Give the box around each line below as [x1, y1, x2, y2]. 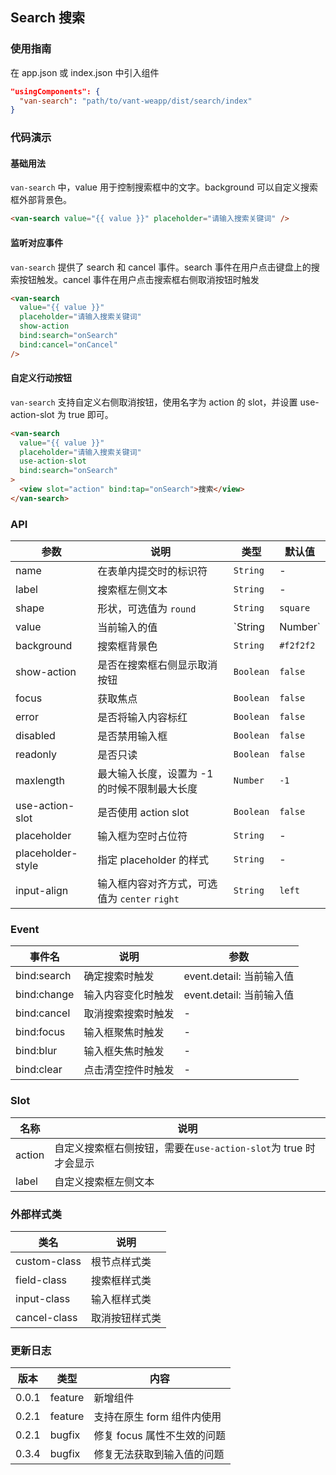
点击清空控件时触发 [83, 1063, 175, 1077]
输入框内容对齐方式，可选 [97, 877, 218, 891]
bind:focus [15, 1025, 66, 1039]
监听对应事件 [10, 236, 63, 248]
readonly [15, 748, 58, 762]
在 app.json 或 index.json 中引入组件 [10, 66, 160, 78]
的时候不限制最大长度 [97, 782, 198, 796]
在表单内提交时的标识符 [97, 564, 208, 578]
